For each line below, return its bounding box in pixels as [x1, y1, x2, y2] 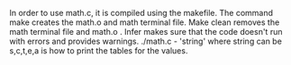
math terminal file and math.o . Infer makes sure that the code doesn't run [9, 27, 283, 37]
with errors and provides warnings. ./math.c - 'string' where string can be [9, 36, 282, 46]
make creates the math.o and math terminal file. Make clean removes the [9, 17, 280, 28]
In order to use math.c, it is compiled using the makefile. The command [9, 8, 273, 18]
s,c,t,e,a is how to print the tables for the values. [9, 45, 188, 56]
